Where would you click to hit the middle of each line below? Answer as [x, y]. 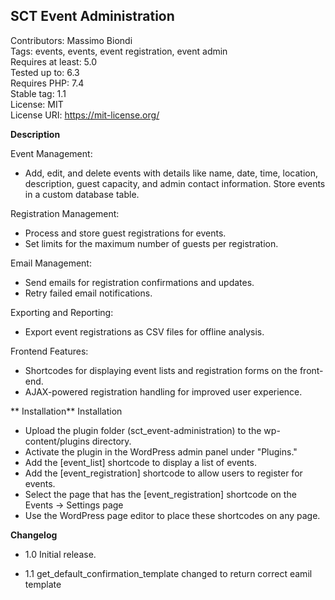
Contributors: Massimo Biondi [71, 40]
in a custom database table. [82, 194]
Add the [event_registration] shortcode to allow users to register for [163, 473]
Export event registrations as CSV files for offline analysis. [144, 331]
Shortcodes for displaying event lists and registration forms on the [161, 370]
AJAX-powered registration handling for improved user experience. [163, 391]
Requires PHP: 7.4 [47, 83]
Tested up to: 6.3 [45, 72]
